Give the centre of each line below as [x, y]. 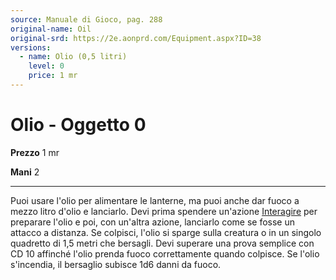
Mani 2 [25, 172]
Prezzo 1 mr [35, 152]
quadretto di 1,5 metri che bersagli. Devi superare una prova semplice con [162, 243]
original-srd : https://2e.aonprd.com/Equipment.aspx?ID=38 [136, 38]
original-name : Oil [51, 29]
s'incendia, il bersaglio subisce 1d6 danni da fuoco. [116, 264]
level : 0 [46, 66]
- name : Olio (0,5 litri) [73, 57]
